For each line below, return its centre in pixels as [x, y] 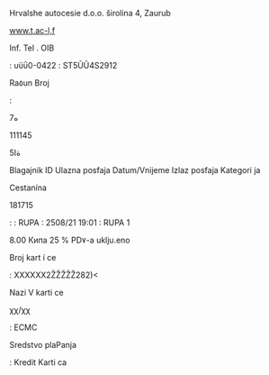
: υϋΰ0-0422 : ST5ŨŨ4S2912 [63, 65]
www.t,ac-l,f [32, 30]
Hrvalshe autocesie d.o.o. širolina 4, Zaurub [90, 13]
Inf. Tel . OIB [32, 48]
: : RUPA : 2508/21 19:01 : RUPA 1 [70, 223]
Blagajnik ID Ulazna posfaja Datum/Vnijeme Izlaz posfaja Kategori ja [135, 170]
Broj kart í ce [33, 257]
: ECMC [23, 327]
